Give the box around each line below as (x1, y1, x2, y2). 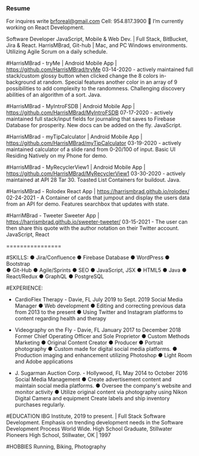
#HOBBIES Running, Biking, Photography (6, 443, 106, 450)
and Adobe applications (14, 358, 73, 365)
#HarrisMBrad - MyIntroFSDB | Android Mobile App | (6, 103, 135, 110)
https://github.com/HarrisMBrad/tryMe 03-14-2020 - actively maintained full (6, 66, 194, 73)
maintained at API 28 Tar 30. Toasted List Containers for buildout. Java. (6, 177, 181, 184)
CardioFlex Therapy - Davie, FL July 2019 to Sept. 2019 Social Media (14, 296, 183, 303)
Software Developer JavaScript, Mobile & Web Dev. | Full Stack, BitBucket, (6, 36, 188, 43)
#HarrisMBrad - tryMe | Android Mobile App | (6, 59, 117, 67)
